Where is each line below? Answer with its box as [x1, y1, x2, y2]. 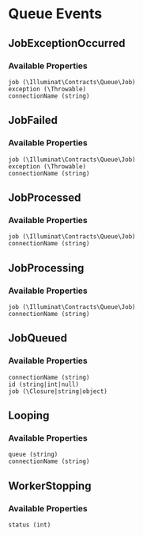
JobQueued [8, 331, 68, 345]
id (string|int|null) [8, 380, 80, 388]
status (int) [8, 521, 51, 529]
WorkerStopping [8, 479, 92, 492]
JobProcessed [8, 191, 81, 204]
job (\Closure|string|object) [8, 387, 108, 395]
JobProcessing [8, 261, 85, 275]
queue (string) [8, 450, 58, 459]
